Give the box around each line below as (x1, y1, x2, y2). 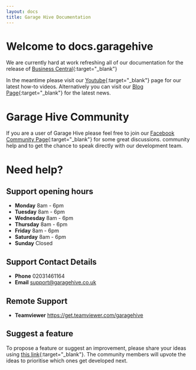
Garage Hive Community (6, 110, 129, 124)
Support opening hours (6, 186, 93, 196)
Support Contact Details (6, 257, 97, 267)
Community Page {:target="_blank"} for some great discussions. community (6, 136, 190, 143)
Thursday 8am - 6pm (14, 221, 68, 228)
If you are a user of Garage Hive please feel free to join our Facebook (6, 129, 175, 137)
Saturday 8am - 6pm (14, 233, 66, 241)
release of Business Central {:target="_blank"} (6, 66, 117, 73)
